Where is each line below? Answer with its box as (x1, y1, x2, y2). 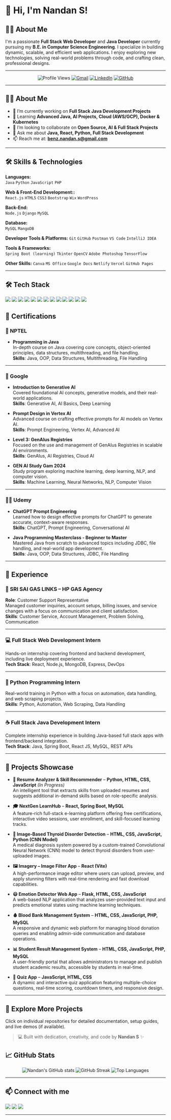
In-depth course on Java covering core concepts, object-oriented (12, 344, 151, 350)
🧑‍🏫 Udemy (5, 496, 32, 504)
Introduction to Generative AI (12, 384, 76, 390)
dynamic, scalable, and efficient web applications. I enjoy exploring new (5, 50, 156, 55)
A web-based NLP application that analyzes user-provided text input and (12, 896, 166, 903)
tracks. (12, 821, 27, 827)
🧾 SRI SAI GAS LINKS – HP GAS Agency (5, 586, 103, 593)
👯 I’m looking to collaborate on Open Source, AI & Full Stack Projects (12, 124, 158, 130)
